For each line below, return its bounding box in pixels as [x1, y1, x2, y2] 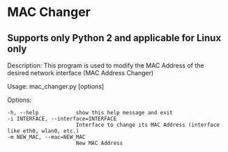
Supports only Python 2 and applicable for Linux [7, 32, 222, 44]
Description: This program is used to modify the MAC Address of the [7, 61, 204, 70]
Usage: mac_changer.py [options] [7, 82, 105, 91]
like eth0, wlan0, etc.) [7, 128, 79, 135]
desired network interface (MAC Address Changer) [7, 69, 154, 77]
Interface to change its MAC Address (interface [75, 121, 220, 128]
